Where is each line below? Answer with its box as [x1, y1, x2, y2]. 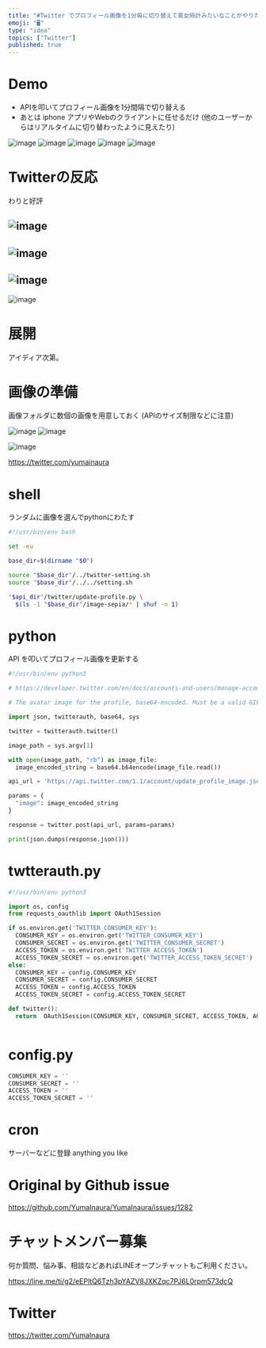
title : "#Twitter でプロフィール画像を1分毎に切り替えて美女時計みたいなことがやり [8, 11, 255, 20]
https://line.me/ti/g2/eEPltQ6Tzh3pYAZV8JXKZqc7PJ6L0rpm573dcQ [8, 1277, 234, 1286]
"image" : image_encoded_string [15, 799, 119, 807]
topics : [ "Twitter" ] [8, 33, 77, 42]
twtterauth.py [8, 862, 101, 880]
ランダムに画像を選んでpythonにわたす [8, 512, 135, 522]
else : [8, 961, 26, 969]
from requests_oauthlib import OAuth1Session [8, 910, 161, 918]
